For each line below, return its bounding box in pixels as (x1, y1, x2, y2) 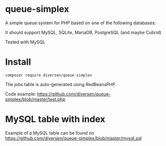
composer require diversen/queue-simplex (5, 73, 92, 78)
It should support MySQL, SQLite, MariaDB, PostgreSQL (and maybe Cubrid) (5, 29, 162, 35)
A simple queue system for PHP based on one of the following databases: (5, 20, 156, 26)
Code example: (5, 91, 36, 97)
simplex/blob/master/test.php (5, 96, 66, 102)
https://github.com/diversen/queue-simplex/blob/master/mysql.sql (5, 135, 142, 141)
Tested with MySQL (5, 39, 46, 45)
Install (5, 56, 31, 68)
